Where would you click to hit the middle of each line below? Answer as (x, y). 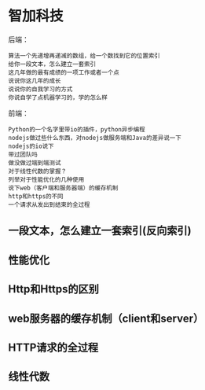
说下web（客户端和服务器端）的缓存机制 (63, 188)
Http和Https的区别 (54, 289)
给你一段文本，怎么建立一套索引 (52, 64)
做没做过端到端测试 (35, 163)
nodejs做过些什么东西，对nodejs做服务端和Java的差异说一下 (95, 138)
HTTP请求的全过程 (53, 347)
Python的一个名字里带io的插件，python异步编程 (77, 129)
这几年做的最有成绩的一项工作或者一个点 (64, 72)
